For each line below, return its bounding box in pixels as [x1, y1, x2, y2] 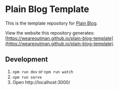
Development [5, 55, 48, 64]
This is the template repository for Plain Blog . [5, 20, 98, 26]
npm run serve [12, 74, 42, 80]
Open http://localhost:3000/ [12, 79, 70, 85]
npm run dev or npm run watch [12, 68, 73, 74]
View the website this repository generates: [5, 30, 95, 36]
